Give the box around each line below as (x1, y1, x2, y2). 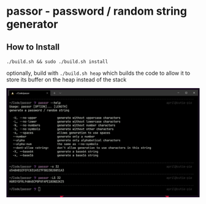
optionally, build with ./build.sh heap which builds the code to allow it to (6, 69, 191, 77)
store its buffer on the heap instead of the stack (6, 76, 127, 83)
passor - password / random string (6, 4, 187, 18)
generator (6, 17, 58, 31)
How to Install (6, 42, 60, 52)
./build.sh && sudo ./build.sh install (6, 59, 109, 65)
